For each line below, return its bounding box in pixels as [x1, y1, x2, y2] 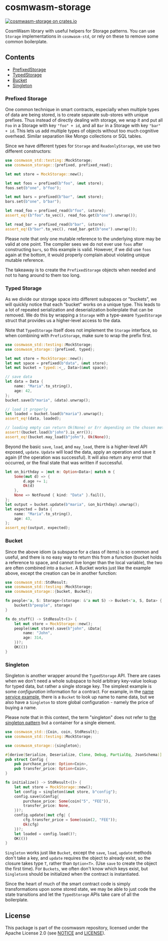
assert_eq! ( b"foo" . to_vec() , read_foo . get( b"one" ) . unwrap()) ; [5, 213, 137, 218]
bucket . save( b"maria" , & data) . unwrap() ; [5, 397, 91, 403]
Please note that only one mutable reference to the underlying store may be [5, 236, 161, 242]
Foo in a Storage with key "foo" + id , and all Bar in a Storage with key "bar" [5, 123, 161, 129]
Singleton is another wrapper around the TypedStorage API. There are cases [5, 673, 161, 679]
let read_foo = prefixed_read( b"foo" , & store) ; [5, 208, 106, 214]
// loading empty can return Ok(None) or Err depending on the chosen [5, 425, 155, 431]
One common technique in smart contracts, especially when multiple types [5, 107, 159, 113]
